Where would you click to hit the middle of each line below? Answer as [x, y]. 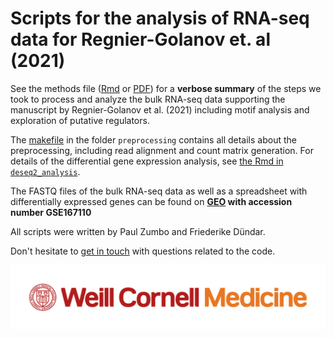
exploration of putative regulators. [80, 120]
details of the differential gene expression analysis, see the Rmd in [147, 161]
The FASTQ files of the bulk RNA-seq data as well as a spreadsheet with [159, 191]
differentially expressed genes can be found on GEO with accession [151, 201]
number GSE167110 [51, 212]
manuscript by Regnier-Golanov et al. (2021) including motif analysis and [160, 109]
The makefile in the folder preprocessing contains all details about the [153, 139]
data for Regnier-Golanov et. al [140, 39]
